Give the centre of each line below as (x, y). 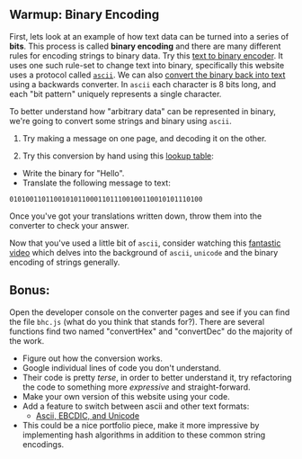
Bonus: (30, 290)
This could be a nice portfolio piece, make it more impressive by (141, 425)
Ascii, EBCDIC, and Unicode (88, 415)
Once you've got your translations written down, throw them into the (136, 216)
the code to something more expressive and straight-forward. (136, 387)
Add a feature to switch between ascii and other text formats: (136, 406)
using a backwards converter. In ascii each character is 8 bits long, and (143, 84)
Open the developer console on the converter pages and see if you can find (150, 312)
